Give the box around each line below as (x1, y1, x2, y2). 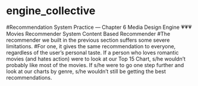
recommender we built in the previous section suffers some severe (6, 37, 170, 44)
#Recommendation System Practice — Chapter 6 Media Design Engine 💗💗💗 (6, 24, 192, 31)
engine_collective (6, 4, 96, 18)
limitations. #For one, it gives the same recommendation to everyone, (6, 42, 176, 49)
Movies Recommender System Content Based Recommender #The (6, 30, 171, 37)
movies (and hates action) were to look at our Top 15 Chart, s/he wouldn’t (6, 55, 186, 62)
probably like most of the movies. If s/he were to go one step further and (6, 61, 184, 68)
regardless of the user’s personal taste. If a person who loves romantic (6, 49, 180, 56)
